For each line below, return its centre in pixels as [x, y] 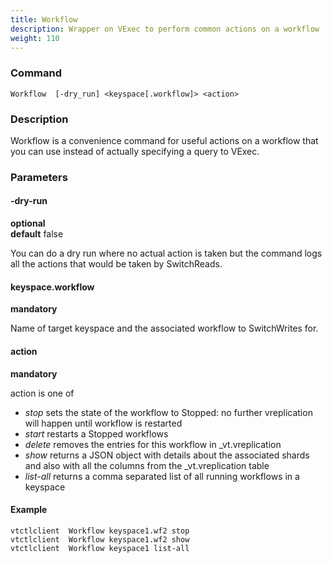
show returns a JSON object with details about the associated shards [167, 455]
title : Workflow [44, 19]
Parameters [39, 177]
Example [29, 510]
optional [28, 223]
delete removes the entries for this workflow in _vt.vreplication [153, 444]
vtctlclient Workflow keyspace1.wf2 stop [100, 531]
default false [37, 234]
